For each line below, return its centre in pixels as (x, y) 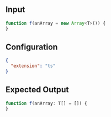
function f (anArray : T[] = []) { (46, 103)
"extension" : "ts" (33, 66)
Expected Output (37, 90)
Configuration (32, 47)
